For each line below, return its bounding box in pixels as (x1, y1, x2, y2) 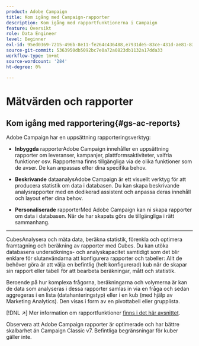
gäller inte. (6, 334, 32, 341)
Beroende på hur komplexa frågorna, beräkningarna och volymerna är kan (6, 279, 188, 286)
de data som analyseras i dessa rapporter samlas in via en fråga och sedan (6, 285, 190, 293)
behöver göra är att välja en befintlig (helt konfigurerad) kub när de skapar (6, 261, 188, 268)
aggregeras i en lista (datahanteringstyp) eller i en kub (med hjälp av (6, 291, 173, 299)
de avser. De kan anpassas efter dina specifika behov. (14, 164, 147, 172)
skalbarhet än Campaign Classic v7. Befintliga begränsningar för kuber (6, 327, 179, 334)
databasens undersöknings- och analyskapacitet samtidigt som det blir (6, 249, 179, 256)
